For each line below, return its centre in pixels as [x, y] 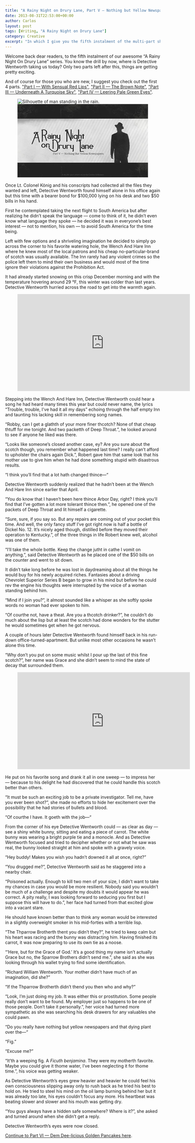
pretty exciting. [20, 72]
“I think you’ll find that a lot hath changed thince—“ [57, 475]
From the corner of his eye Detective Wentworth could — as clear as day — [82, 827]
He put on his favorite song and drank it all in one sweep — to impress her [80, 777]
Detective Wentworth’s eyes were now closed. [52, 1126]
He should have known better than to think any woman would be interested [81, 917]
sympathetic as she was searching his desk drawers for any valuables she [81, 1012]
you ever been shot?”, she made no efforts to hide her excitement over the [81, 803]
